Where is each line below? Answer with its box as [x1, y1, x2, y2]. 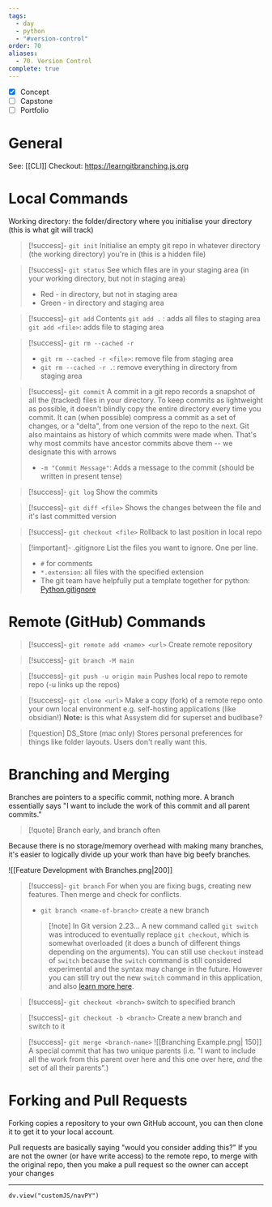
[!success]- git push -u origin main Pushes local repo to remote [28, 671, 249, 681]
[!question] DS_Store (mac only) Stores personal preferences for [28, 728, 244, 738]
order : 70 [8, 42, 42, 50]
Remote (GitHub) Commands [8, 613, 206, 631]
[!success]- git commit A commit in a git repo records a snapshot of [28, 386, 256, 396]
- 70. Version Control [15, 58, 92, 66]
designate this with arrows [28, 447, 117, 457]
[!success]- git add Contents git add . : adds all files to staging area [28, 313, 261, 323]
